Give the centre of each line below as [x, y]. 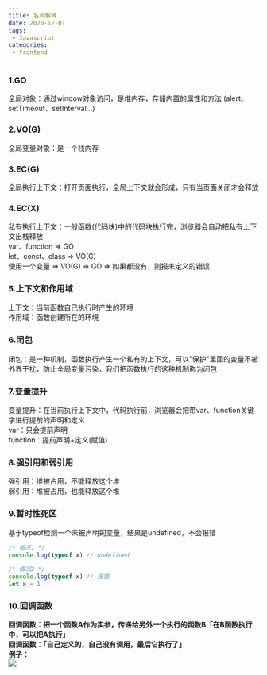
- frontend [29, 52]
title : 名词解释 [33, 15]
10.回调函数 [31, 606]
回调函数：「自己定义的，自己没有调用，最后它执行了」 [97, 645]
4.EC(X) [24, 208]
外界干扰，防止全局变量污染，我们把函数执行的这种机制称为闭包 [112, 368]
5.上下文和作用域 [41, 289]
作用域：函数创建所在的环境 [54, 318]
